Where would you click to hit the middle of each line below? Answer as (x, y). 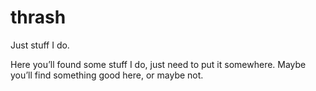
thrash (38, 17)
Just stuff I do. (40, 45)
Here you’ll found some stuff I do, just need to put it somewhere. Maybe (158, 64)
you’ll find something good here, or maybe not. (107, 75)
